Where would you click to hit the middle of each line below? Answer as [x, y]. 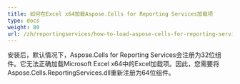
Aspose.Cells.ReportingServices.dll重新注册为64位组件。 [91, 73]
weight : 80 [24, 27]
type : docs [24, 21]
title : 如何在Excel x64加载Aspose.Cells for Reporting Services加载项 [110, 14]
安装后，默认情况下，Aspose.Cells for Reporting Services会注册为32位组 [114, 55]
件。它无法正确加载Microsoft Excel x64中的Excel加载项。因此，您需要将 [114, 64]
